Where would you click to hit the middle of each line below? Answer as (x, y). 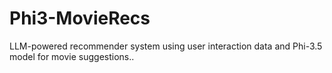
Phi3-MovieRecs (80, 18)
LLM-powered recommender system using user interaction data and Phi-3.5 (166, 46)
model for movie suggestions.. (72, 56)
